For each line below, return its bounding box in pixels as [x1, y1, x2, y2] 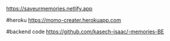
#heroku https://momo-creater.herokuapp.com [6, 17, 121, 23]
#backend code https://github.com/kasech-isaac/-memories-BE [6, 28, 165, 35]
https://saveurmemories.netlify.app [6, 5, 92, 12]
